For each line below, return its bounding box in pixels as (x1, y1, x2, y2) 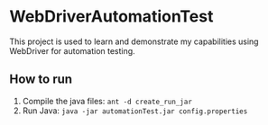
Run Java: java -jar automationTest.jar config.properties (22, 105, 248, 116)
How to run (9, 72, 73, 87)
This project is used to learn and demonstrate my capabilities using (9, 36, 259, 47)
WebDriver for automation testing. (9, 45, 135, 56)
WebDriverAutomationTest (9, 6, 214, 27)
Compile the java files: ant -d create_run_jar (22, 95, 192, 106)
